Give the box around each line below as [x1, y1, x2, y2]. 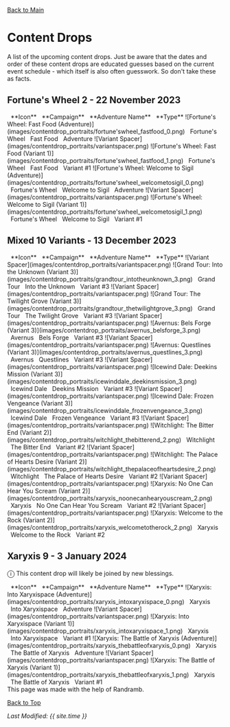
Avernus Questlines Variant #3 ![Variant [10, 355, 129, 363]
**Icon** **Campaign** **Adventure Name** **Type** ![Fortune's [10, 113, 216, 121]
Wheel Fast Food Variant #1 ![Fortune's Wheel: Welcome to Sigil [7, 164, 194, 172]
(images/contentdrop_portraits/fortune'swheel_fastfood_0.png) [7, 127, 185, 135]
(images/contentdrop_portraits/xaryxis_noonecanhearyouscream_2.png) [7, 494, 213, 502]
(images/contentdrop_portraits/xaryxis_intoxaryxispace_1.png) [7, 627, 183, 635]
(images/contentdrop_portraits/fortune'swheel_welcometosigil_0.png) [7, 178, 205, 186]
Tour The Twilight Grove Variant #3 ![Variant [7, 311, 139, 320]
